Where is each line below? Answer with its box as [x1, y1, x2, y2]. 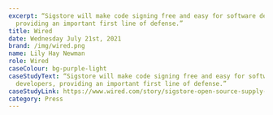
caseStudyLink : [8, 87, 60, 96]
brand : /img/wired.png [8, 42, 85, 50]
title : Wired [8, 27, 53, 35]
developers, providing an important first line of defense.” [15, 79, 227, 87]
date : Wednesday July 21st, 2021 [8, 34, 122, 43]
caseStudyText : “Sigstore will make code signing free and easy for [8, 72, 245, 80]
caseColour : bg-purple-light [8, 65, 107, 73]
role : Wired [8, 57, 49, 66]
